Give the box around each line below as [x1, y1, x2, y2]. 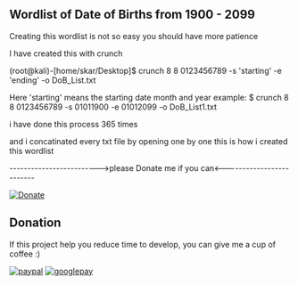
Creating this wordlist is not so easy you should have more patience [9, 30, 259, 41]
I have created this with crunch [9, 48, 123, 59]
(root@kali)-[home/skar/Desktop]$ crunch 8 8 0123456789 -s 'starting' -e [9, 65, 283, 76]
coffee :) [9, 248, 41, 259]
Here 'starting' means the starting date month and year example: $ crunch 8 [9, 92, 290, 102]
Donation [9, 216, 62, 231]
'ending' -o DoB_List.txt [9, 75, 96, 85]
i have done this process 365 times [9, 118, 138, 129]
